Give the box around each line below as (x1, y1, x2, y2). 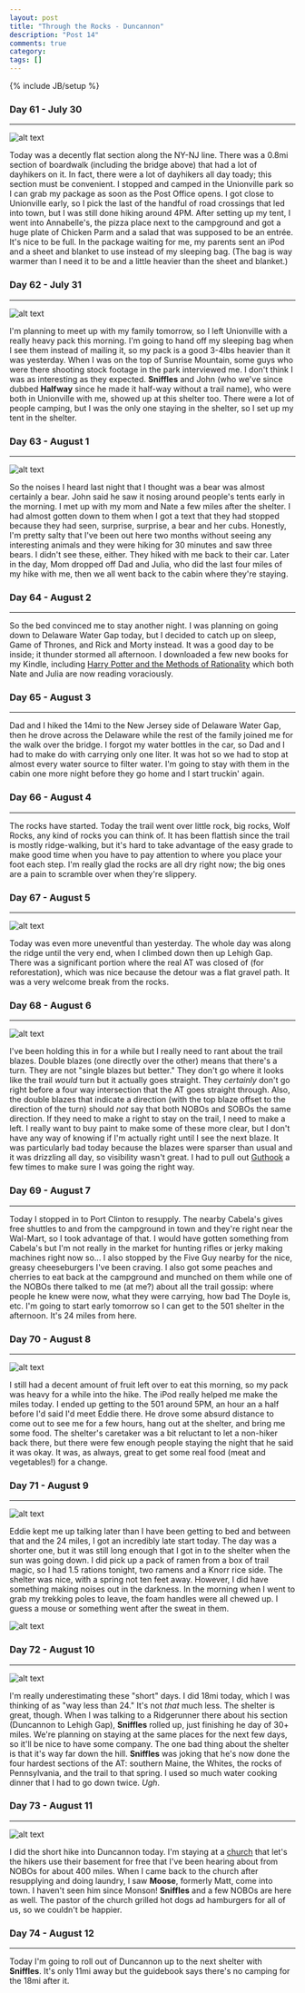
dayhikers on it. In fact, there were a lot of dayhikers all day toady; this (9, 169, 272, 180)
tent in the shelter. (9, 412, 77, 423)
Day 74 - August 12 (9, 1927, 95, 1939)
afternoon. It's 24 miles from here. (9, 1309, 138, 1321)
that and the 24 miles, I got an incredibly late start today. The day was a (9, 1535, 277, 1546)
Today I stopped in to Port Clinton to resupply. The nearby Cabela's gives (9, 1213, 283, 1224)
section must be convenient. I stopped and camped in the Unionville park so (9, 179, 294, 190)
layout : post (9, 13, 59, 23)
